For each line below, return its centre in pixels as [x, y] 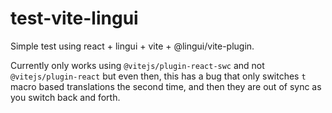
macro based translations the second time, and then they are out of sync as [166, 86]
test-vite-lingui [74, 18]
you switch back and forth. [65, 97]
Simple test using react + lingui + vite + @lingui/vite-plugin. [132, 46]
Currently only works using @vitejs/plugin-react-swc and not [137, 65]
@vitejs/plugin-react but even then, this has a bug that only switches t [158, 76]
